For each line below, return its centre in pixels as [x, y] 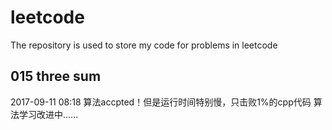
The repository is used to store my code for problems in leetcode [144, 45]
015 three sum [56, 76]
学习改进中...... [48, 114]
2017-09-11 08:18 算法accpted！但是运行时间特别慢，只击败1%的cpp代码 [161, 102]
